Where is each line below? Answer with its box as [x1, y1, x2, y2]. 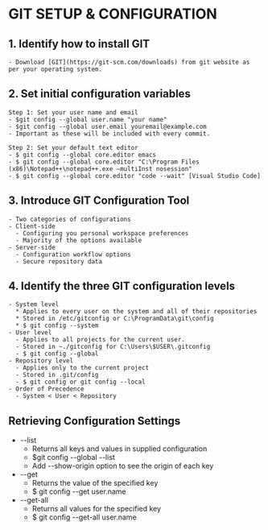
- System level [8, 300, 60, 308]
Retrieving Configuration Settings [8, 414, 181, 428]
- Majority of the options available [15, 236, 142, 244]
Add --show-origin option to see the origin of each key [31, 461, 214, 471]
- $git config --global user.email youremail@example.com [8, 122, 207, 130]
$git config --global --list [31, 453, 115, 462]
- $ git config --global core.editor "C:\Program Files [8, 158, 200, 166]
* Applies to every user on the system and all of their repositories [15, 308, 258, 316]
